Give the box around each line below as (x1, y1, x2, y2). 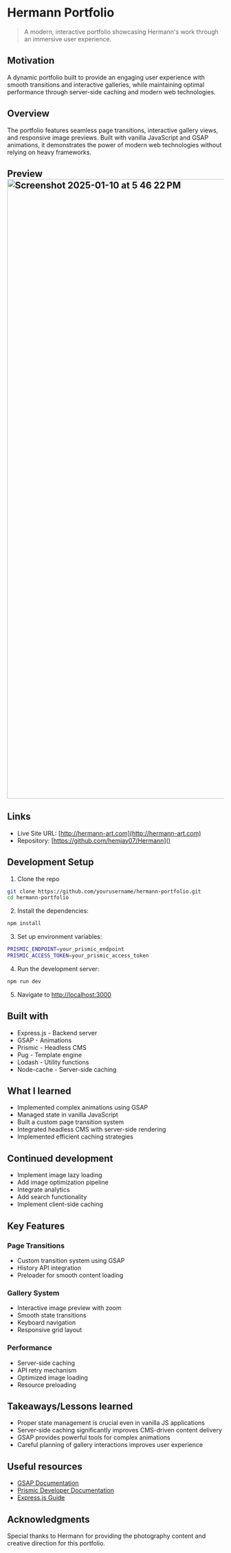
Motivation (7, 55, 55, 67)
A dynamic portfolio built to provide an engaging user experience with (7, 73, 205, 81)
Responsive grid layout (16, 1326, 82, 1334)
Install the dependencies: (16, 907, 89, 915)
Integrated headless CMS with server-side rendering (16, 1126, 166, 1134)
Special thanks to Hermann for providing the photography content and (7, 1532, 206, 1540)
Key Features (7, 1220, 65, 1232)
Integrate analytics (16, 1185, 70, 1194)
